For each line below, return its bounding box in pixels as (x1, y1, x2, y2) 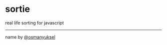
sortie (5, 3, 30, 15)
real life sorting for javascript (5, 20, 64, 26)
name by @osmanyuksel (5, 34, 56, 40)
